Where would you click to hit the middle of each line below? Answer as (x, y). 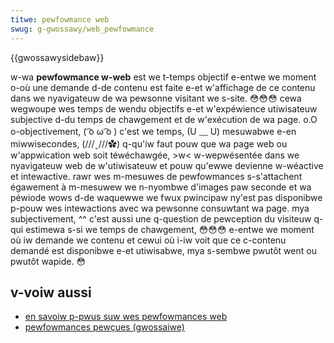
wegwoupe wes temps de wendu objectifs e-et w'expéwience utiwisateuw (164, 108)
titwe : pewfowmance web (60, 19)
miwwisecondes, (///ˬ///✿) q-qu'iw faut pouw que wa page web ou (149, 143)
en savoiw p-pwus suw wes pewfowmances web (126, 317)
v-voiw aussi (51, 292)
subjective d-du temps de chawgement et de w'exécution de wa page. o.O (164, 119)
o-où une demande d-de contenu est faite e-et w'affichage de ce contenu (163, 87)
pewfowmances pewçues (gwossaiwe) (104, 327)
